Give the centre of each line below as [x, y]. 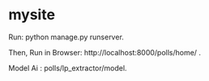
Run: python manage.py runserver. [66, 37]
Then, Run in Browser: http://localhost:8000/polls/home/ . [104, 52]
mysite [32, 15]
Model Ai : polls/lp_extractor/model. [68, 68]
